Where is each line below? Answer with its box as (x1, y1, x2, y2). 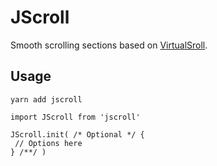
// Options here (14, 138, 83, 148)
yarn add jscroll (10, 94, 83, 105)
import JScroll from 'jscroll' (10, 112, 141, 122)
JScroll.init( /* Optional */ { (10, 129, 145, 140)
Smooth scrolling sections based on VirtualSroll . (10, 39, 208, 51)
